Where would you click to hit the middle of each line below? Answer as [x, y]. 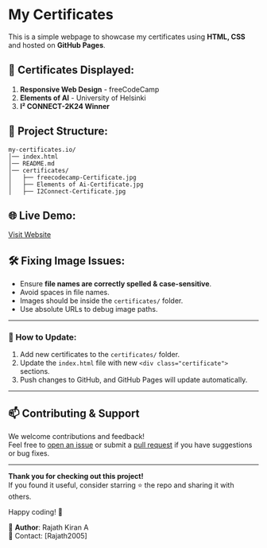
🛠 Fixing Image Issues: [67, 260]
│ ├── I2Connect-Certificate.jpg [67, 191]
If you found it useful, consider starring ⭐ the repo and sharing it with [121, 485]
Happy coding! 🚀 [36, 512]
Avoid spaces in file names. [64, 293]
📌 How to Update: [43, 337]
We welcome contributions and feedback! [77, 437]
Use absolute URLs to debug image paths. [89, 309]
